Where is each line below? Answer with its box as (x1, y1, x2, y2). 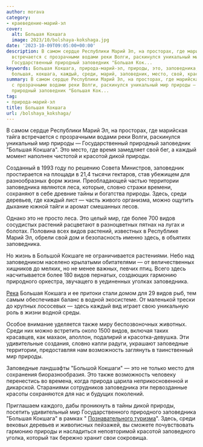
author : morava (6, 8, 45, 15)
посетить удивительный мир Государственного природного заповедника (6, 408, 196, 416)
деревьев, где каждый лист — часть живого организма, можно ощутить (6, 196, 194, 204)
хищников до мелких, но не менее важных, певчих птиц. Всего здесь (6, 265, 186, 273)
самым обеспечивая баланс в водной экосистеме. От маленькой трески (6, 296, 195, 303)
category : (6, 15, 31, 21)
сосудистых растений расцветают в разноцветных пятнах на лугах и (6, 221, 185, 228)
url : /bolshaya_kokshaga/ (6, 110, 71, 116)
